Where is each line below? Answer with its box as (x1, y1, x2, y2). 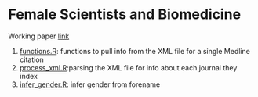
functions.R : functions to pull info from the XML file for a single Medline (19, 46, 251, 56)
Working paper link (8, 31, 70, 41)
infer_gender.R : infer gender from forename (19, 80, 161, 89)
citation (19, 55, 45, 64)
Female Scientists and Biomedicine (8, 5, 242, 23)
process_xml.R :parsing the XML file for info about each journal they (19, 63, 238, 72)
